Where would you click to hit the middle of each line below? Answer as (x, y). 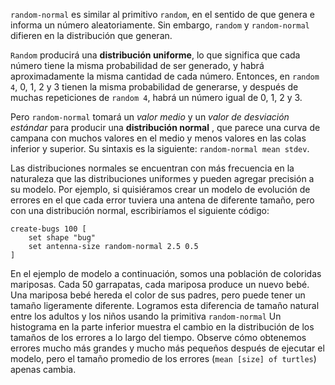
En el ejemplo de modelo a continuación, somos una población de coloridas (166, 273)
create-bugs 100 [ (48, 229)
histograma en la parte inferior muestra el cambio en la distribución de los (162, 327)
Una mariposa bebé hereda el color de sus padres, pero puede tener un (158, 295)
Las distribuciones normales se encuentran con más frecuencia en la (152, 168)
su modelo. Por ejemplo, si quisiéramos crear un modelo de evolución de (160, 189)
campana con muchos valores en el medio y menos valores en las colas (158, 138)
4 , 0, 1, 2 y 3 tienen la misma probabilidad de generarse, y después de (154, 87)
